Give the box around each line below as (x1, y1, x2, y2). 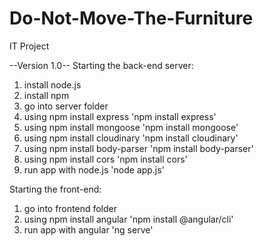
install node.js (23, 78, 82, 91)
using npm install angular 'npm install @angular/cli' (23, 213, 234, 225)
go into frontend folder (23, 202, 117, 214)
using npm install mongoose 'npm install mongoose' (23, 121, 239, 133)
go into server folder (23, 100, 109, 112)
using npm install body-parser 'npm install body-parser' (23, 142, 254, 154)
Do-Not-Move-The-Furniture (9, 7, 254, 30)
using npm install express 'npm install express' (23, 110, 217, 122)
